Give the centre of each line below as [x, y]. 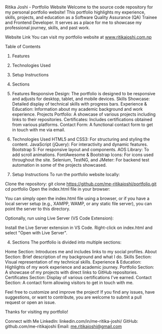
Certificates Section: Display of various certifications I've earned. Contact [78, 277]
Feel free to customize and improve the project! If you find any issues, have [80, 292]
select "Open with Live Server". [36, 233]
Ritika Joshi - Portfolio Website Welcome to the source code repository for [79, 7]
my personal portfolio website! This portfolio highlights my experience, [75, 12]
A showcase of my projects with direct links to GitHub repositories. [71, 272]
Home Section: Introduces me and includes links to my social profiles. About [81, 252]
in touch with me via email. [38, 130]
